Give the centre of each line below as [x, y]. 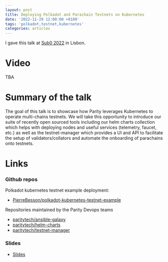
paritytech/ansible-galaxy [39, 220]
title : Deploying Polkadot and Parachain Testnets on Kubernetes [75, 15]
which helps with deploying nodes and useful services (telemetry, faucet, [81, 127]
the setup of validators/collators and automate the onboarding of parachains [84, 138]
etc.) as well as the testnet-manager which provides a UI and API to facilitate [84, 133]
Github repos [21, 180]
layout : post [19, 10]
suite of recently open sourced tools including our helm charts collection [80, 122]
